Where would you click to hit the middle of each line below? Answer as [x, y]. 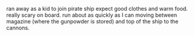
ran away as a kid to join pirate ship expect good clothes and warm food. [97, 9]
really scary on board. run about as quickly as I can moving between [92, 15]
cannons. [18, 28]
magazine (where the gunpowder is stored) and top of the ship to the [92, 21]
